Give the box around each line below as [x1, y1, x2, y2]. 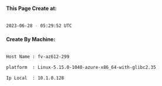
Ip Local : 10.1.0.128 [6, 75, 65, 81]
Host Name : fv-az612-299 [6, 54, 69, 60]
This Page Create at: [6, 5, 57, 12]
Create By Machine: [6, 35, 56, 42]
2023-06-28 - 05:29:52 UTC [6, 23, 72, 29]
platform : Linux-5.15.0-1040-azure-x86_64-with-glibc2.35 [6, 65, 157, 71]
